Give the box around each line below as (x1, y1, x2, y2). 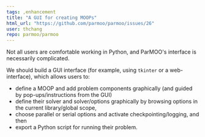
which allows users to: (33, 73, 90, 80)
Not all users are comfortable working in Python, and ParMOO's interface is (6, 48, 197, 55)
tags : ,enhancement (6, 9, 56, 15)
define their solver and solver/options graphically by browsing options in (15, 98, 198, 105)
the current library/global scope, (15, 104, 97, 111)
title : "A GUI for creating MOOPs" (6, 15, 97, 21)
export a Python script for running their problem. (15, 124, 138, 131)
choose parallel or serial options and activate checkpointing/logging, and (15, 111, 199, 118)
